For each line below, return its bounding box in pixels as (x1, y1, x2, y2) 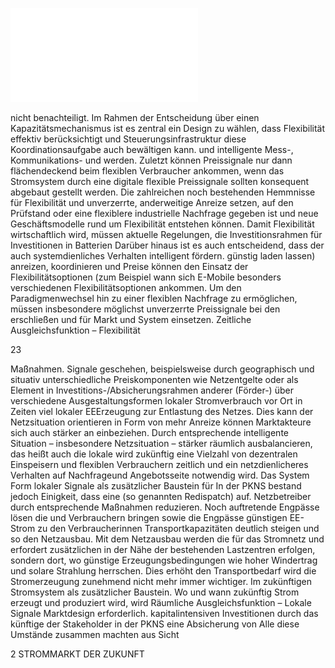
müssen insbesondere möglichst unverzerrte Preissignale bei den (10, 303, 281, 315)
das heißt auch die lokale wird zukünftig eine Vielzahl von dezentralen (10, 448, 298, 460)
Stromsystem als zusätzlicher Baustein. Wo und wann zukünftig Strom (10, 586, 300, 598)
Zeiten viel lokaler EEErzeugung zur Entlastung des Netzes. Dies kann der (10, 406, 314, 417)
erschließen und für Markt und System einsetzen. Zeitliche (10, 314, 252, 325)
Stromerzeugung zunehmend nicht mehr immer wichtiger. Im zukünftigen (10, 576, 313, 587)
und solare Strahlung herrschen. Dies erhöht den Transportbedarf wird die (10, 565, 317, 577)
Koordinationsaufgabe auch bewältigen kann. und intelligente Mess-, (10, 144, 294, 155)
